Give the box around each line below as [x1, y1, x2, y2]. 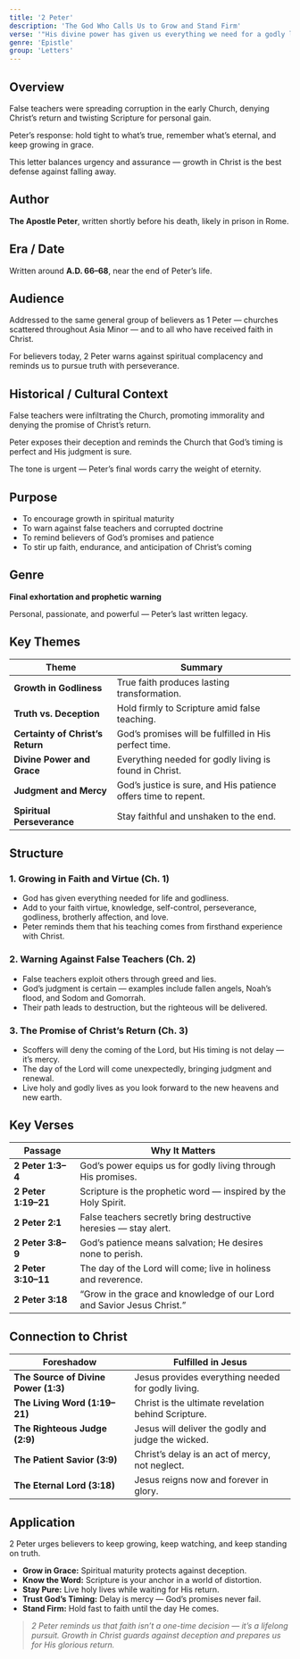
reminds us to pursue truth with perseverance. [9, 361, 180, 371]
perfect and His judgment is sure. [9, 446, 132, 457]
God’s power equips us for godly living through [79, 1159, 277, 1171]
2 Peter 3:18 [13, 1293, 68, 1305]
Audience [9, 291, 65, 306]
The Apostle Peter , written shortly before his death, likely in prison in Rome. [9, 215, 289, 226]
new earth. [21, 1091, 62, 1103]
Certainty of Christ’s [13, 727, 103, 739]
